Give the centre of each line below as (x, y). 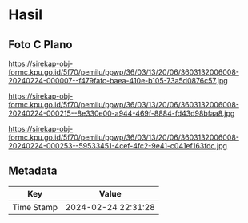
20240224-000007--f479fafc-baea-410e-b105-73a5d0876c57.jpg (118, 81)
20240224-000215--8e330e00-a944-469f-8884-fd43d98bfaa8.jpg (122, 113)
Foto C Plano (40, 45)
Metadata (33, 171)
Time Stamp (35, 207)
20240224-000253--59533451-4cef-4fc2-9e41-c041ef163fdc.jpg (118, 146)
